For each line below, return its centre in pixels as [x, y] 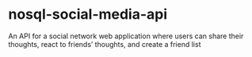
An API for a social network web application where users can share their [126, 36]
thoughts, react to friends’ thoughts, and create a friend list [105, 44]
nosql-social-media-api [88, 14]
